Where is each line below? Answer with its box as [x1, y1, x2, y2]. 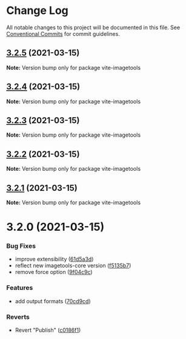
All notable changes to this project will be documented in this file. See [6, 24, 181, 31]
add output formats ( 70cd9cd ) [15, 297, 91, 304]
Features [6, 284, 33, 292]
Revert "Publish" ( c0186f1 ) [15, 326, 81, 334]
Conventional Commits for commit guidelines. [6, 30, 120, 37]
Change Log [6, 4, 68, 18]
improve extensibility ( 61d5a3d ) [15, 256, 94, 263]
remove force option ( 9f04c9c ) [15, 269, 93, 276]
